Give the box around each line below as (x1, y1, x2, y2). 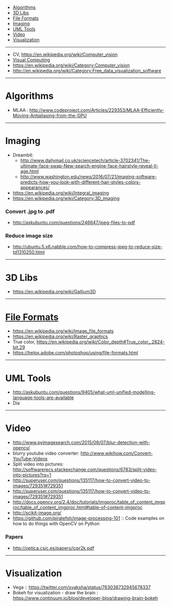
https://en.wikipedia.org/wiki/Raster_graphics (12, 334, 108, 340)
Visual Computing (12, 57, 50, 63)
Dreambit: (12, 152, 34, 158)
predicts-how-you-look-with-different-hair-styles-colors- (20, 179, 141, 185)
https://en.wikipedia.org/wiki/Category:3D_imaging (12, 195, 120, 201)
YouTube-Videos (12, 456, 48, 462)
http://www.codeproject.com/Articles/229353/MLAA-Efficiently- (29, 107, 164, 113)
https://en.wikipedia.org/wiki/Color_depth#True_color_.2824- (36, 339, 165, 345)
